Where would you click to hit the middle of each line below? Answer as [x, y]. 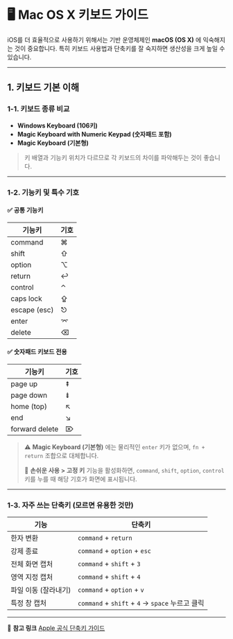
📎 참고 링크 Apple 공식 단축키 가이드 [56, 628]
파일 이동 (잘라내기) [41, 590]
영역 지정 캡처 [32, 577]
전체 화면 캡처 [32, 564]
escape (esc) [32, 310]
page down [29, 395]
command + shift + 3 [109, 564]
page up [24, 384]
